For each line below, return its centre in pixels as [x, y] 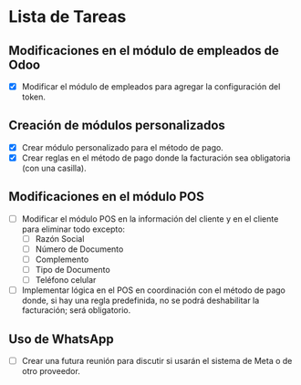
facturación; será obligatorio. [76, 310]
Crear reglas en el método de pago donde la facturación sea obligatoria [156, 158]
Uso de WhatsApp [62, 339]
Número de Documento [79, 249]
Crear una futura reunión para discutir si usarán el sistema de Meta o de [157, 361]
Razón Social [60, 238]
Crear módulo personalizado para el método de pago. [123, 147]
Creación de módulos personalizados [117, 125]
